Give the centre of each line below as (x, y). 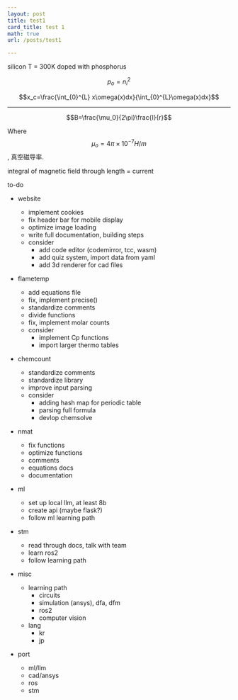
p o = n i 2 (119, 81)
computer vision (62, 618)
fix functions (46, 445)
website (29, 198)
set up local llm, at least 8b (67, 503)
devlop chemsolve (66, 418)
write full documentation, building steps (86, 235)
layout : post (27, 14)
